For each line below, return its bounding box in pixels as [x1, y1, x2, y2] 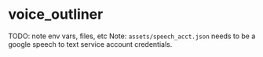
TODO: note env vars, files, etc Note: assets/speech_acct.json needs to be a [8, 31, 256, 41]
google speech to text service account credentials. [8, 39, 173, 48]
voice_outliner [8, 5, 104, 23]
